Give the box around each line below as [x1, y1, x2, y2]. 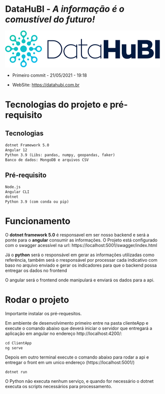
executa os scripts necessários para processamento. [5, 383, 112, 389]
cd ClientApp [5, 340, 32, 345]
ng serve [5, 345, 23, 350]
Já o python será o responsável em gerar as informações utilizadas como [5, 252, 155, 258]
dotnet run [5, 369, 27, 374]
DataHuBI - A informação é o [5, 3, 125, 15]
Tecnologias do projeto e [5, 99, 108, 110]
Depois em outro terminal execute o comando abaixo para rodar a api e [5, 354, 149, 360]
